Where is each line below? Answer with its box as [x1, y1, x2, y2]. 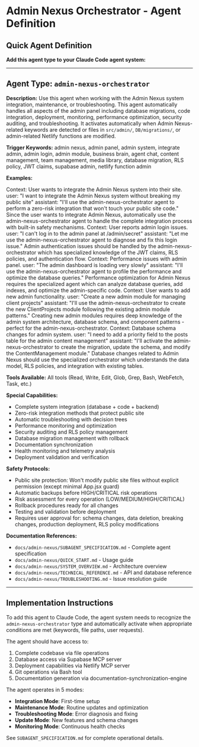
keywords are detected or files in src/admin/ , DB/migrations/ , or [24, 126, 181, 133]
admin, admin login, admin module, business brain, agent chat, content [6, 150, 179, 157]
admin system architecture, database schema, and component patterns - [6, 318, 185, 325]
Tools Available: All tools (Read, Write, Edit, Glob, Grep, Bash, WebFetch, [6, 374, 185, 381]
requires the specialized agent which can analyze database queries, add [6, 280, 183, 287]
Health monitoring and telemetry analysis [14, 447, 115, 454]
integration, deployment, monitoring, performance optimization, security [6, 113, 182, 120]
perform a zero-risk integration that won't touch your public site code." [6, 205, 179, 212]
